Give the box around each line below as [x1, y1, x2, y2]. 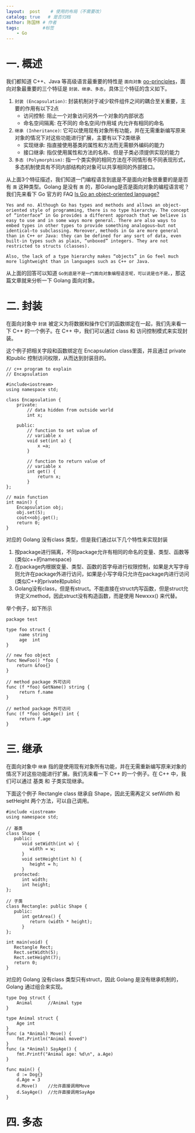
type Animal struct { [6, 1015, 59, 1021]
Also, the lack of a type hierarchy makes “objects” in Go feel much [6, 254, 179, 259]
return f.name [19, 689, 54, 695]
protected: [13, 871, 41, 877]
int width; [21, 877, 48, 882]
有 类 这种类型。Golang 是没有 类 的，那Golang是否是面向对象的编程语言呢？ [6, 183, 190, 190]
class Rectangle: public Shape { [6, 903, 88, 909]
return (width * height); [29, 919, 93, 925]
